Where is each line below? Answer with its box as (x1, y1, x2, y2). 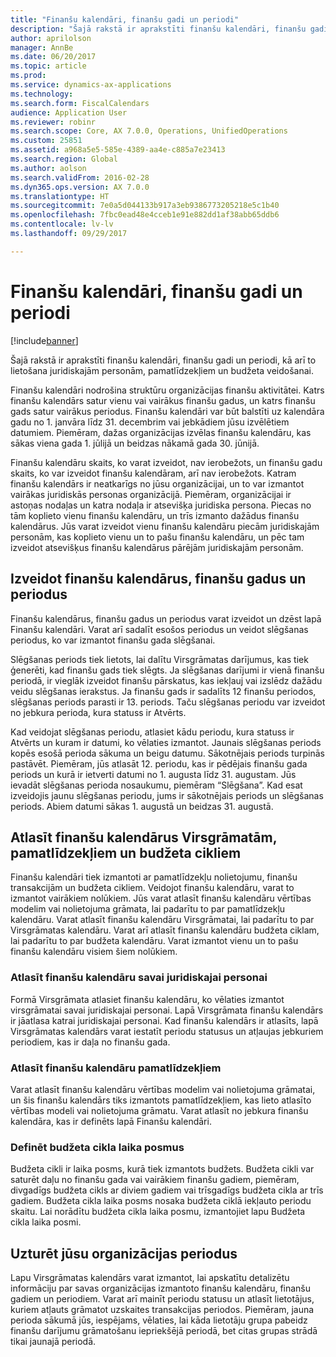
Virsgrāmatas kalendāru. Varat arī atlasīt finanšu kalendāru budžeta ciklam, (10, 924, 320, 936)
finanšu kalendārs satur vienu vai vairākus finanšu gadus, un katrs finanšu (10, 394, 316, 406)
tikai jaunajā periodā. (10, 1336, 97, 1348)
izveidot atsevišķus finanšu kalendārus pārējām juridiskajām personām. (10, 541, 304, 553)
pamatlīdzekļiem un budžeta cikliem (10, 844, 242, 861)
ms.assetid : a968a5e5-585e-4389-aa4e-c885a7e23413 (10, 145, 226, 155)
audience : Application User (10, 107, 128, 118)
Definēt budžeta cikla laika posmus (10, 1140, 185, 1154)
